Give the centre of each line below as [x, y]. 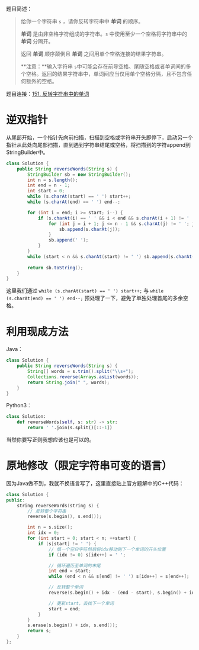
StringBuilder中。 [27, 152]
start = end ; [65, 609]
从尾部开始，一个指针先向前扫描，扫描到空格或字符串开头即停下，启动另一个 [99, 137]
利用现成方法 [38, 332]
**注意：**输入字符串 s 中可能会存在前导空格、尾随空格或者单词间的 [103, 66]
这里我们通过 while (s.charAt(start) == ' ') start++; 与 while [85, 291]
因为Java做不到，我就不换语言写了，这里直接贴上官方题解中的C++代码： [95, 483]
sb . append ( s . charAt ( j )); [89, 229]
